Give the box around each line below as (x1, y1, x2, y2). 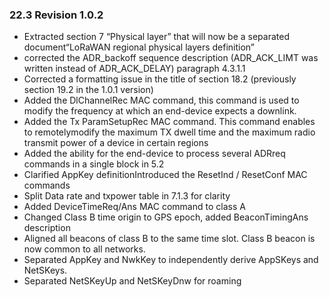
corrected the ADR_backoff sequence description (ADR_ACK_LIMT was (23, 52, 319, 64)
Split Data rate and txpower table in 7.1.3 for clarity (23, 190, 231, 202)
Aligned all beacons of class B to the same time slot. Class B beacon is (23, 233, 316, 245)
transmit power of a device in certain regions (23, 137, 209, 149)
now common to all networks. (23, 243, 146, 255)
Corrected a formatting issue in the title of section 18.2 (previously (23, 73, 297, 85)
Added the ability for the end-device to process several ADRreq (23, 148, 286, 160)
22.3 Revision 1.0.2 (9, 8, 104, 22)
